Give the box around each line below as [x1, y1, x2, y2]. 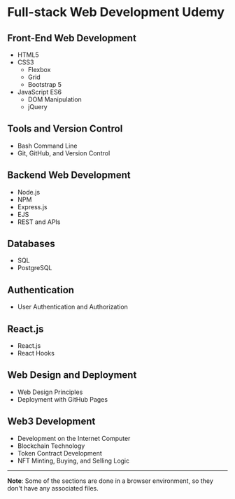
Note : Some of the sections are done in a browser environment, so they [7, 477, 213, 485]
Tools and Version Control [7, 123, 123, 135]
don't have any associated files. [7, 484, 99, 492]
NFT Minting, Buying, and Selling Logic [17, 456, 130, 465]
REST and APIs [17, 218, 61, 226]
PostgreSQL [17, 264, 52, 272]
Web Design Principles [17, 388, 83, 396]
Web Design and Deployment [7, 369, 137, 381]
